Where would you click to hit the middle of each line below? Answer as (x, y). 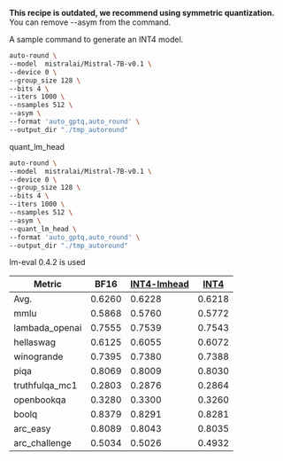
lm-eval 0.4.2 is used (47, 262)
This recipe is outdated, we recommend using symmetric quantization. (142, 13)
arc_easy (32, 429)
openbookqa (40, 400)
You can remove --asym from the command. (90, 22)
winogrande (38, 356)
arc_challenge (43, 443)
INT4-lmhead (160, 285)
